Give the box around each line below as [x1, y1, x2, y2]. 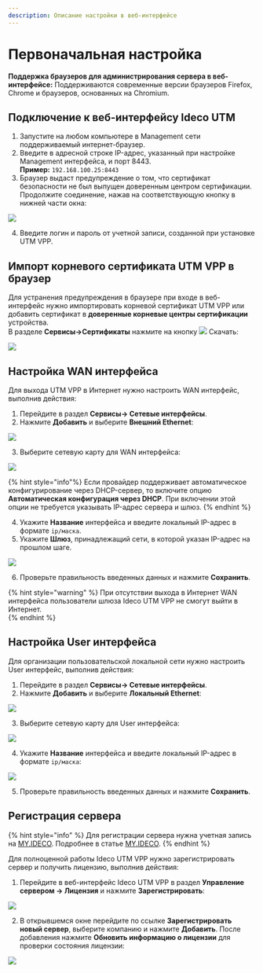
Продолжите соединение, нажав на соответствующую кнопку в [19, 190, 236, 200]
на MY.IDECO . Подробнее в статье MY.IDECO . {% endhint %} [8, 839, 210, 848]
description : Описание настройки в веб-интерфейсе [8, 11, 177, 20]
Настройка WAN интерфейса [8, 365, 159, 378]
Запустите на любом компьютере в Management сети [19, 131, 201, 141]
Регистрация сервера [8, 810, 122, 823]
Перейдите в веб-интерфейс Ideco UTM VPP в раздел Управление [19, 877, 245, 887]
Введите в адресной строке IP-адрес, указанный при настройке [19, 149, 236, 158]
